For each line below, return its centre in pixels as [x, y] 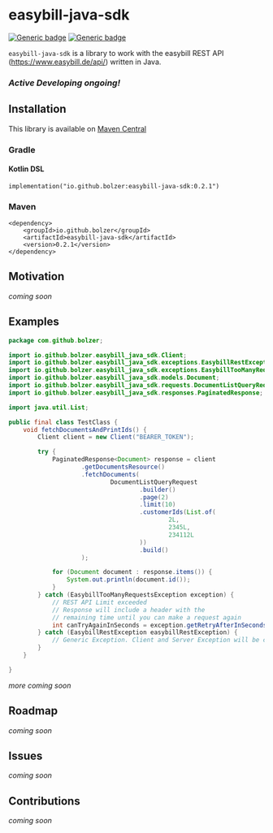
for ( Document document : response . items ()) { [132, 572]
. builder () [158, 490]
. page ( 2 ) [154, 497]
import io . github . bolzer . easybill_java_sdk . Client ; [97, 355]
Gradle [22, 149]
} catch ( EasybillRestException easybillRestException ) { [138, 632]
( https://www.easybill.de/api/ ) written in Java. [85, 62]
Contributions [44, 801]
